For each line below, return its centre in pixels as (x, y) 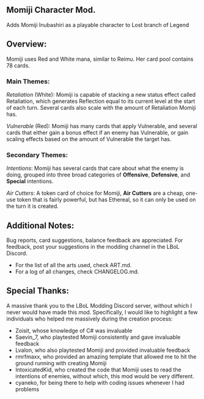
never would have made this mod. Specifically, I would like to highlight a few (102, 312)
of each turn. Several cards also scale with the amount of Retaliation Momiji (101, 107)
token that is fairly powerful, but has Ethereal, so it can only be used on (106, 200)
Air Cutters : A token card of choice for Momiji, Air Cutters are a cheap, (95, 193)
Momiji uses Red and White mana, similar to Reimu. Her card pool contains (100, 59)
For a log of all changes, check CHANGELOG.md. (77, 272)
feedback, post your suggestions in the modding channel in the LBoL (93, 247)
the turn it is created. (33, 206)
